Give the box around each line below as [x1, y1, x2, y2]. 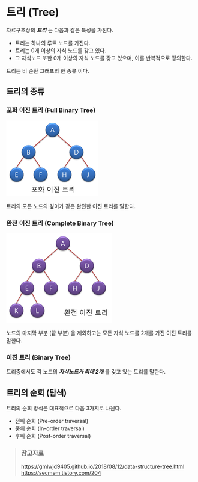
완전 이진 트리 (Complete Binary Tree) [6, 219, 114, 227]
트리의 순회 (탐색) [6, 388, 67, 398]
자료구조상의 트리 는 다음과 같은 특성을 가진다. [6, 26, 114, 34]
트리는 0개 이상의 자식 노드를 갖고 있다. [14, 46, 107, 54]
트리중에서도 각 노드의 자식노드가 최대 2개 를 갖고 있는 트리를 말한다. [6, 368, 166, 375]
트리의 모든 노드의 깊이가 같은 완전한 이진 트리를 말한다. [6, 202, 136, 209]
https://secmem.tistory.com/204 [20, 469, 101, 477]
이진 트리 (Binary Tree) [6, 353, 71, 362]
